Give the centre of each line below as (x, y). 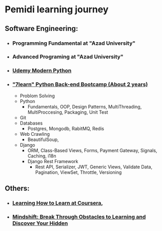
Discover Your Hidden (40, 223)
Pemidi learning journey (57, 10)
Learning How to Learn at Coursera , (57, 203)
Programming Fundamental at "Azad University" (74, 43)
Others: (17, 189)
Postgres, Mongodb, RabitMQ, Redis (66, 128)
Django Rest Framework (53, 161)
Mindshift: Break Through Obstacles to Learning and (79, 217)
